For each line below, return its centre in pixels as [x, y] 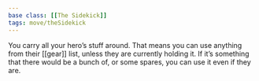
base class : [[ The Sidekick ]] [58, 15]
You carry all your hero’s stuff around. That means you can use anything [125, 45]
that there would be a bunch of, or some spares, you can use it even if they [130, 62]
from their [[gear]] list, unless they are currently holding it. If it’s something [129, 53]
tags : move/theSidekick [47, 23]
